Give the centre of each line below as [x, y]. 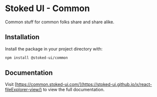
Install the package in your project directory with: [54, 48]
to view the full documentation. [74, 90]
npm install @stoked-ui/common [36, 58]
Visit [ [11, 84]
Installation [22, 37]
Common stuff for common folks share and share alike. [60, 22]
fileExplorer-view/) [23, 90]
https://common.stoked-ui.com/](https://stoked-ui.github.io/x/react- [84, 84]
